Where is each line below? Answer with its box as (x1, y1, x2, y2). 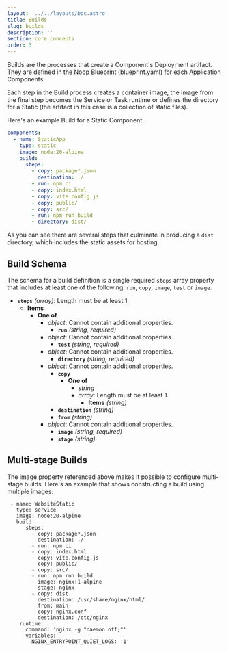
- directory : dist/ (31, 218, 87, 226)
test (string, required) (57, 340, 119, 348)
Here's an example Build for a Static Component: (7, 116, 145, 124)
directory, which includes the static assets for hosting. (7, 238, 160, 246)
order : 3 (7, 42, 32, 49)
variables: (25, 632, 57, 639)
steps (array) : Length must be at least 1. (16, 296, 130, 304)
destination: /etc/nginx (37, 614, 109, 621)
